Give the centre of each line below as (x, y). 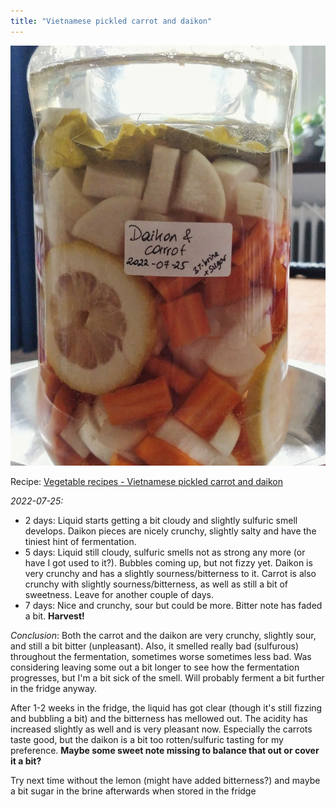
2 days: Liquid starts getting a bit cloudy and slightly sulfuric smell (161, 520)
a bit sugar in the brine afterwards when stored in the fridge (133, 791)
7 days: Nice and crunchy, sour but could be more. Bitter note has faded (173, 605)
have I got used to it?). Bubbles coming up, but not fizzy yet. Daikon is (168, 562)
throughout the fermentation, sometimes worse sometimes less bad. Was (161, 656)
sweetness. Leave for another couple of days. (119, 594)
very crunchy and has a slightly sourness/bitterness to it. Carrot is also (170, 573)
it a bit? (26, 761)
